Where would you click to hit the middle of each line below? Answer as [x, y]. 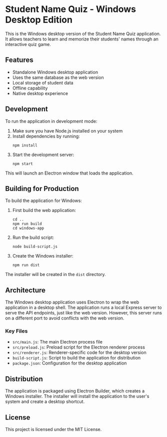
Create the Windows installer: [43, 256]
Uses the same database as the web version [58, 77]
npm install [25, 145]
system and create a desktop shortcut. [45, 401]
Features [19, 60]
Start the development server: [43, 154]
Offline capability [30, 88]
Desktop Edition [39, 20]
